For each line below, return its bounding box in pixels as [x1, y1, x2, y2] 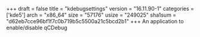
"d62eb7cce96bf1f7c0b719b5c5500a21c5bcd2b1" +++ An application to [6, 18, 184, 24]
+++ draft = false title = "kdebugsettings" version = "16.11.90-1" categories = [6, 5, 195, 12]
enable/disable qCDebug [6, 24, 67, 31]
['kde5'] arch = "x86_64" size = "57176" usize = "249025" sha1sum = [6, 11, 177, 18]
